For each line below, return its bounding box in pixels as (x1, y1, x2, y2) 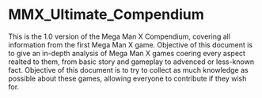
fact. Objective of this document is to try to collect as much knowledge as (8, 65, 249, 74)
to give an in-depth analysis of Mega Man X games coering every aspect (8, 48, 245, 58)
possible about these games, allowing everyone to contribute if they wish (8, 73, 247, 83)
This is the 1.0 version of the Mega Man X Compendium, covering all (8, 32, 231, 41)
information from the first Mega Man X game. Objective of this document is (8, 40, 253, 49)
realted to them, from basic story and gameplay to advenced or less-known (8, 57, 255, 66)
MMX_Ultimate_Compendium (8, 6, 204, 24)
